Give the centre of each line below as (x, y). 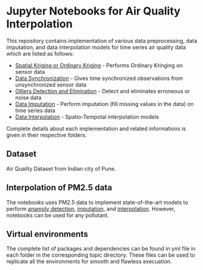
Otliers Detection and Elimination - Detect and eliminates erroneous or (102, 91)
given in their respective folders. (47, 135)
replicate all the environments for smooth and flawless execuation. (89, 262)
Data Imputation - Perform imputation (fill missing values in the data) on (104, 104)
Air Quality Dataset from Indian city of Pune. (61, 168)
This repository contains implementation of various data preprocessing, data (102, 41)
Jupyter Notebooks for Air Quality (93, 11)
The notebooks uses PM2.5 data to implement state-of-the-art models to (97, 202)
